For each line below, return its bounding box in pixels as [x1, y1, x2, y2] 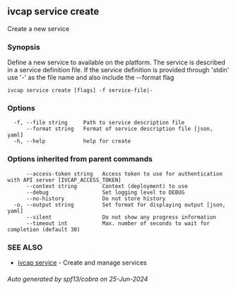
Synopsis [7, 42, 40, 52]
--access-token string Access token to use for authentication [25, 170, 223, 178]
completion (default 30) [7, 226, 81, 233]
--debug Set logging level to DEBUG [25, 189, 185, 196]
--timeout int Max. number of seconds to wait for [25, 219, 211, 227]
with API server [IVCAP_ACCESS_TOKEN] [7, 176, 122, 183]
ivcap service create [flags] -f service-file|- [7, 87, 153, 94]
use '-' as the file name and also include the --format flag [7, 74, 175, 82]
